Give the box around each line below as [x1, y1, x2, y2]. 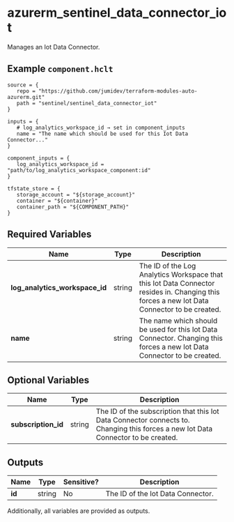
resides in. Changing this [139, 287, 221, 297]
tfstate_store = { [7, 185, 61, 192]
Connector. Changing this [139, 333, 223, 343]
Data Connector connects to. [95, 415, 190, 425]
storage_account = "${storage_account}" [16, 191, 136, 198]
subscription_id [10, 420, 64, 429]
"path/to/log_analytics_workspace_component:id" [7, 167, 151, 174]
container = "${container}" [16, 197, 98, 204]
